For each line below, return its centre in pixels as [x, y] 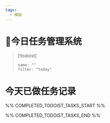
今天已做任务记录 [41, 91]
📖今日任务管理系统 [44, 41]
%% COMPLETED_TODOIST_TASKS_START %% [55, 106]
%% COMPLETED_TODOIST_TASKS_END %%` [54, 115]
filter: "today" [35, 70]
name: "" [27, 65]
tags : [11, 10]
